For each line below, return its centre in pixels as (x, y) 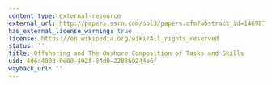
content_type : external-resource (65, 16)
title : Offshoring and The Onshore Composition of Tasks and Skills (126, 53)
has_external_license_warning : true (70, 31)
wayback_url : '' (36, 69)
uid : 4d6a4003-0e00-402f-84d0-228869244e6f (83, 62)
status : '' (27, 46)
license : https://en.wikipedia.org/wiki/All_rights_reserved (114, 38)
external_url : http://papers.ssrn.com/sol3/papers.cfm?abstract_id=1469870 (139, 23)
